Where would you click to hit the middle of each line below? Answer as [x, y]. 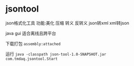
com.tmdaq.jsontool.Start [31, 59]
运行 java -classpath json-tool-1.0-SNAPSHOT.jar [56, 54]
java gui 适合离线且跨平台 [31, 33]
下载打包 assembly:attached [33, 43]
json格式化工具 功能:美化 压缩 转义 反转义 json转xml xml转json [67, 23]
